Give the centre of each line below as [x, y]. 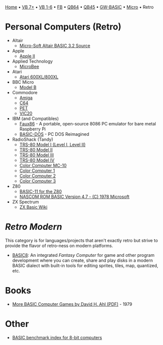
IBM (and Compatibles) [35, 118]
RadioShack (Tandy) [33, 139]
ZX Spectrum [25, 202]
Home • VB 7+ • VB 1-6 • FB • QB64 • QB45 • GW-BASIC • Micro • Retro [80, 7]
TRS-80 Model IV [37, 160]
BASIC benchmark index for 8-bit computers [57, 337]
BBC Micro [23, 82]
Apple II [27, 56]
